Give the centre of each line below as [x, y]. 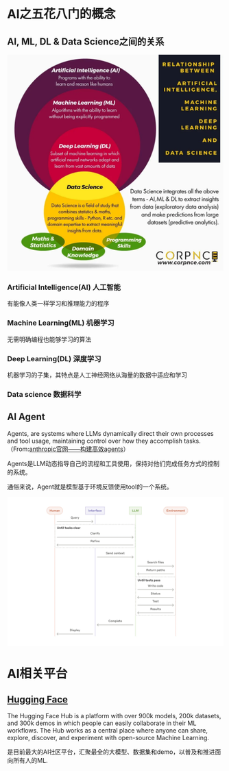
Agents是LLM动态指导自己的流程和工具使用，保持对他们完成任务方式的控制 [113, 463]
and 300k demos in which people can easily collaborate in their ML [102, 723]
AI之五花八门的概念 [61, 14]
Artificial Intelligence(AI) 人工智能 [64, 287]
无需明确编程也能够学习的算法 [49, 339]
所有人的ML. [30, 761]
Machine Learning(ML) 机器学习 [61, 323]
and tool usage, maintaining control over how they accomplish [95, 441]
